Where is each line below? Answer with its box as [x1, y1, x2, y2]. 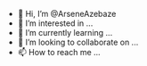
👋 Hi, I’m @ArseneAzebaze [17, 9, 117, 19]
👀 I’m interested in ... [17, 18, 94, 29]
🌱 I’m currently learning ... [17, 28, 113, 37]
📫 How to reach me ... [17, 47, 101, 57]
